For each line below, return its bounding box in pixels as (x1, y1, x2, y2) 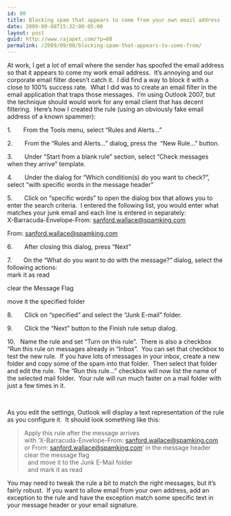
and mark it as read (27, 466, 83, 473)
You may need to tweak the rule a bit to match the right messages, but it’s (7, 479, 216, 487)
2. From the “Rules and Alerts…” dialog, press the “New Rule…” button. (7, 139, 219, 147)
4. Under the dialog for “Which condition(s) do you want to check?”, (7, 173, 210, 181)
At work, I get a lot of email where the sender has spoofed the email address (7, 61, 224, 69)
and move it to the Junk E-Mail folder (27, 458, 133, 466)
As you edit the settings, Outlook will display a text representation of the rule (7, 408, 224, 416)
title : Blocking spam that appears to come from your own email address (7, 17, 221, 23)
